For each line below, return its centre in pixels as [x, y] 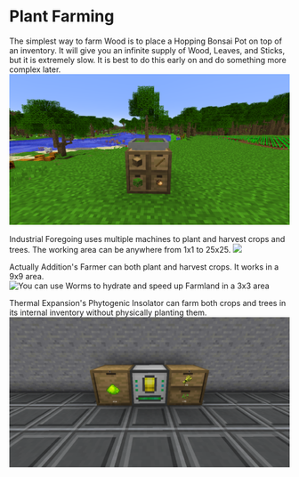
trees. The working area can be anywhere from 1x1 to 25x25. [120, 249]
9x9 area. [27, 276]
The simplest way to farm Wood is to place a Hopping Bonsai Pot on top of [146, 41]
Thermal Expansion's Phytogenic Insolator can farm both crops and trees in [148, 303]
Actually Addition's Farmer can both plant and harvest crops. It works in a [144, 267]
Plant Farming [62, 16]
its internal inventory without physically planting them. [108, 312]
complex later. [35, 69]
